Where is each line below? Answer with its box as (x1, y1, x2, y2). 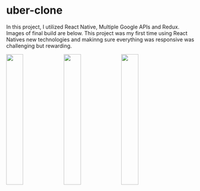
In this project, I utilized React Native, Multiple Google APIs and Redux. (6, 23, 180, 30)
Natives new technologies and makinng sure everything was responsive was (6, 36, 195, 43)
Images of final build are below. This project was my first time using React (6, 29, 188, 36)
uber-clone (6, 4, 63, 17)
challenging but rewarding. (6, 42, 72, 49)
